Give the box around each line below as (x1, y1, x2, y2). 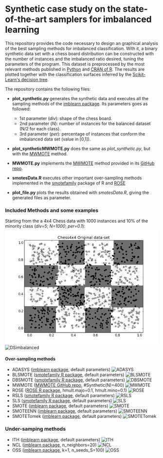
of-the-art (5, 14, 47, 25)
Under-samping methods (5, 426, 66, 433)
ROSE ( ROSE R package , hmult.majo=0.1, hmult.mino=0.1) (12, 387, 127, 394)
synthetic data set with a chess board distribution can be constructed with (5, 50, 154, 57)
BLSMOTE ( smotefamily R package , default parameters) (12, 372, 125, 378)
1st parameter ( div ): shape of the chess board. (19, 115, 112, 121)
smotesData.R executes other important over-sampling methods (12, 175, 142, 181)
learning (5, 24, 40, 35)
